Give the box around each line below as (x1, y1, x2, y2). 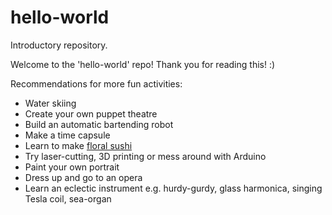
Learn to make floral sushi (24, 139, 133, 151)
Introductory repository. (10, 39, 108, 51)
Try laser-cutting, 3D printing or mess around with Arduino (24, 150, 267, 162)
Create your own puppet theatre (24, 107, 158, 120)
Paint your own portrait (24, 161, 120, 173)
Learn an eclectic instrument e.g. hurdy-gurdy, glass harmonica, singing (24, 182, 323, 194)
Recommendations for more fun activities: (10, 77, 183, 90)
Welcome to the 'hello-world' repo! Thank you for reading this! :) (10, 58, 276, 70)
